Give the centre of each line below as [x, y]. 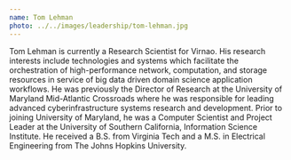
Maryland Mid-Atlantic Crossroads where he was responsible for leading [142, 98]
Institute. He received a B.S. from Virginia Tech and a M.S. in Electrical [138, 136]
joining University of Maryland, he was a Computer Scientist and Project [141, 117]
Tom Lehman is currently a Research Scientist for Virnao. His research [138, 51]
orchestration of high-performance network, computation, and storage [138, 70]
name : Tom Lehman [41, 17]
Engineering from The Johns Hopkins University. [98, 145]
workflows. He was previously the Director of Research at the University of [145, 89]
